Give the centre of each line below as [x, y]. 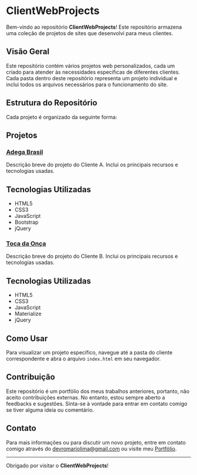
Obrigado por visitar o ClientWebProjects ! [57, 465]
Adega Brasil [25, 152]
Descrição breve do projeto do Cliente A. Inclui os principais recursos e [92, 165]
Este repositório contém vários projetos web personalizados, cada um [91, 66]
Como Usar [27, 338]
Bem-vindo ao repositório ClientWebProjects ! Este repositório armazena [94, 27]
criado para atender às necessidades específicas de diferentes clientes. [93, 72]
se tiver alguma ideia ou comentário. [50, 410]
